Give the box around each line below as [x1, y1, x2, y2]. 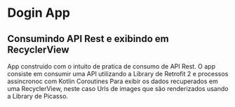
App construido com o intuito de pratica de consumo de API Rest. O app [7, 62, 216, 71]
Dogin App [7, 5, 70, 21]
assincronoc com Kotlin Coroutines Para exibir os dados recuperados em [7, 77, 219, 85]
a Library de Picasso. [7, 92, 69, 100]
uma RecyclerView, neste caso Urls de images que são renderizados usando [7, 85, 229, 92]
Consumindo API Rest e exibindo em [7, 33, 170, 45]
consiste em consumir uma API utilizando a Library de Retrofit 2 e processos [7, 70, 229, 78]
